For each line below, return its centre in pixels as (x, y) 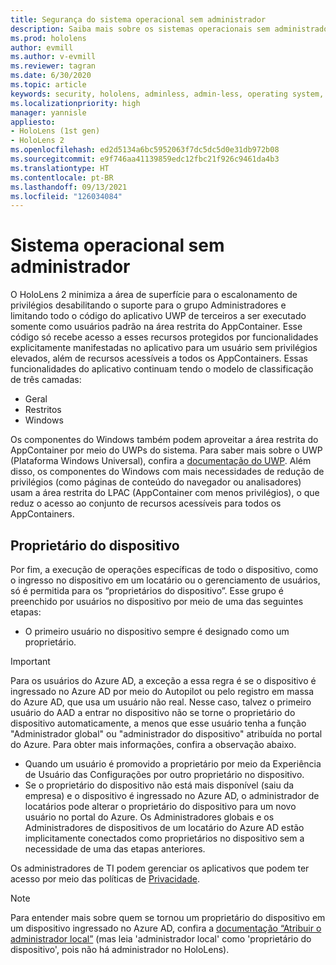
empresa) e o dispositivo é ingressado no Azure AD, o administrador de (172, 795)
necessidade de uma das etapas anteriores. (115, 849)
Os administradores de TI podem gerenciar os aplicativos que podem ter (160, 868)
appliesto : (33, 122)
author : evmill (42, 47)
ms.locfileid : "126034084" (66, 196)
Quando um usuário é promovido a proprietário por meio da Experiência (173, 764)
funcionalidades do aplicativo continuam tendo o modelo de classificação (162, 369)
